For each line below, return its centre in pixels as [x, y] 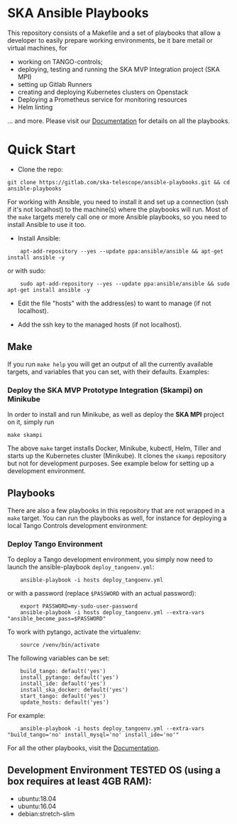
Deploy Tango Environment [55, 544]
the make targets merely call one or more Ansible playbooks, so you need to [117, 217]
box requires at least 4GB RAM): [80, 782]
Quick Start [42, 150]
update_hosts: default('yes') [65, 702]
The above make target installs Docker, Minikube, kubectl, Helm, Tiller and [114, 448]
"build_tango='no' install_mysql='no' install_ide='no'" [93, 735]
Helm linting [35, 107]
